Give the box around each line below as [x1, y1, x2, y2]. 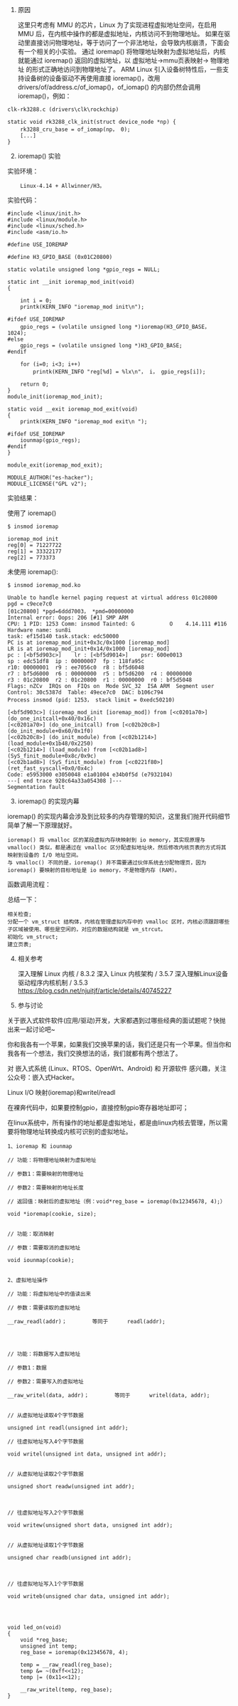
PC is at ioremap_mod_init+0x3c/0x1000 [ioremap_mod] [7, 639, 171, 646]
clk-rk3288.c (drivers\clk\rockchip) [7, 106, 119, 113]
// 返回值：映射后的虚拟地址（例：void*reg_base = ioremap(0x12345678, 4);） [7, 1198, 226, 1205]
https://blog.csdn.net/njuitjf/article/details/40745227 [17, 987, 172, 995]
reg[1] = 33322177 [7, 548, 62, 555]
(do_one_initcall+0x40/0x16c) [7, 715, 97, 722]
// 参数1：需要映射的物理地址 [7, 1170, 84, 1177]
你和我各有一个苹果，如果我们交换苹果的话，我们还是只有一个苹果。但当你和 [7, 1040, 232, 1049]
